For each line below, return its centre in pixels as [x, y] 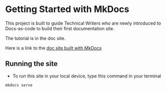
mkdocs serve [19, 85]
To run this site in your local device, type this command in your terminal [87, 76]
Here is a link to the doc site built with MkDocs [53, 48]
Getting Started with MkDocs [67, 9]
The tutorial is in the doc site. [35, 38]
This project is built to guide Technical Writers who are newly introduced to [83, 23]
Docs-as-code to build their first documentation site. [60, 28]
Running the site [32, 64]
